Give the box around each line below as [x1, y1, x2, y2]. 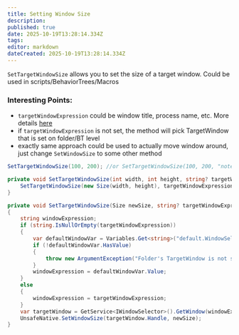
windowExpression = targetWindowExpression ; [33, 294, 167, 301]
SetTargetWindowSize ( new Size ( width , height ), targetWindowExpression [20, 182, 234, 190]
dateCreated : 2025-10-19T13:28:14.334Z [7, 51, 126, 58]
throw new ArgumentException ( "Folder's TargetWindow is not [45, 254, 228, 262]
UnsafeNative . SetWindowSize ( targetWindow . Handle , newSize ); [20, 314, 202, 321]
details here [17, 119, 53, 128]
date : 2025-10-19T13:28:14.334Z [7, 30, 103, 38]
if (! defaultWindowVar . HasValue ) [33, 242, 132, 249]
